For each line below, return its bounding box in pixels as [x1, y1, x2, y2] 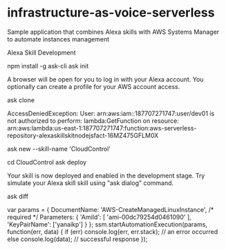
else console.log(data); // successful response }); [7, 235, 148, 243]
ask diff [7, 192, 29, 200]
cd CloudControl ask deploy [7, 157, 87, 166]
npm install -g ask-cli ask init [7, 61, 89, 70]
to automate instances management [7, 35, 110, 43]
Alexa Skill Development [7, 48, 76, 57]
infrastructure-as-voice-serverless [7, 5, 215, 21]
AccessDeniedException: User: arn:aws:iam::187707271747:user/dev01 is [7, 109, 215, 117]
